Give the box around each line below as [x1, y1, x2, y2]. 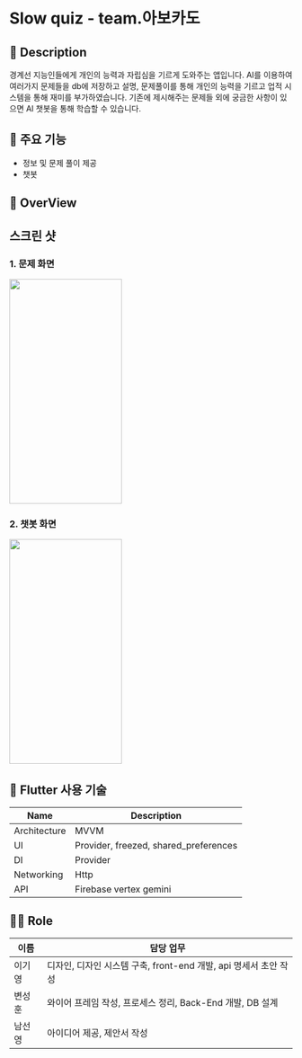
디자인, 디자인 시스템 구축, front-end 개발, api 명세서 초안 [47, 959, 278, 972]
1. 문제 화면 [9, 257, 55, 270]
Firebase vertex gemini [75, 883, 172, 895]
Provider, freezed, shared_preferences [75, 840, 238, 851]
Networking [13, 868, 64, 881]
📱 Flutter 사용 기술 [9, 782, 108, 797]
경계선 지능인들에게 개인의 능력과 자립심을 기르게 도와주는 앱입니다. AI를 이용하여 [9, 69, 293, 80]
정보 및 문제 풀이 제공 [22, 157, 97, 168]
